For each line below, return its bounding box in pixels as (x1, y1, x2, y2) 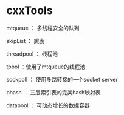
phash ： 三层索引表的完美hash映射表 (6, 88, 102, 96)
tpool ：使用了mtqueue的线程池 (6, 63, 86, 70)
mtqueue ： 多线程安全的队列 (6, 24, 80, 31)
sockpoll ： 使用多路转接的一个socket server (6, 76, 118, 83)
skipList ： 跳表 (6, 37, 45, 44)
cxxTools (6, 4, 53, 18)
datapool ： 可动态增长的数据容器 (6, 101, 90, 109)
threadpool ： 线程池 (6, 50, 58, 57)
